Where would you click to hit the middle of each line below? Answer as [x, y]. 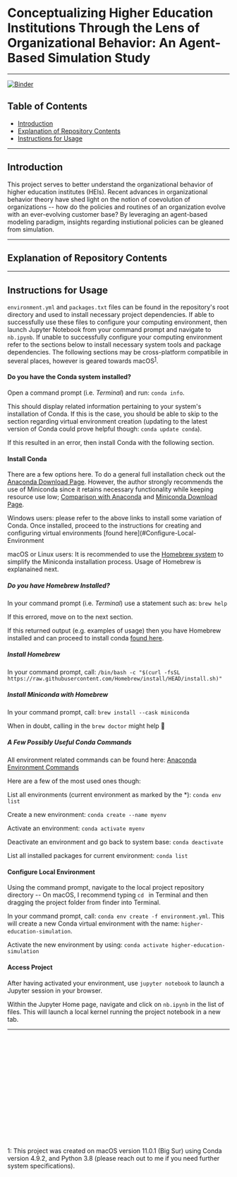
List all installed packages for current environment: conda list [98, 856]
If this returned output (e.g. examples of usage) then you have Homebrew [114, 631]
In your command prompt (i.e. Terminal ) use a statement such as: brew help [117, 603]
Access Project [30, 967]
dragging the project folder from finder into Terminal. [84, 902]
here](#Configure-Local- [160, 533]
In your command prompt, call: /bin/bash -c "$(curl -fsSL [94, 672]
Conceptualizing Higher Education [110, 13]
